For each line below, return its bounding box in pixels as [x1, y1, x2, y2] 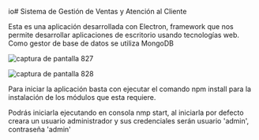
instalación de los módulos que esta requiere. [8, 93, 156, 101]
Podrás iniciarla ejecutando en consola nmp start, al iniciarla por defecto [8, 108, 244, 117]
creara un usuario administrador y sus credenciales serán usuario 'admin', [8, 116, 250, 125]
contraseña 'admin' [8, 125, 71, 134]
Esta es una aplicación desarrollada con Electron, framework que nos [8, 22, 235, 31]
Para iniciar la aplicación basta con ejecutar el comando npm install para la [8, 84, 251, 94]
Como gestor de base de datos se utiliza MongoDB [8, 39, 175, 48]
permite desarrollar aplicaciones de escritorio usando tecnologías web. [8, 31, 239, 39]
